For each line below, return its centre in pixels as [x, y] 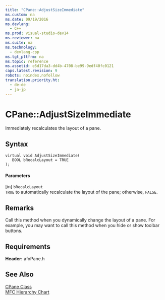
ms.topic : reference [27, 61]
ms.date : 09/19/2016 [27, 19]
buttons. [14, 231]
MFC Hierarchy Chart [27, 292]
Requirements [28, 246]
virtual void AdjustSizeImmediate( [43, 156]
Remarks [20, 208]
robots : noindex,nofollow [32, 76]
